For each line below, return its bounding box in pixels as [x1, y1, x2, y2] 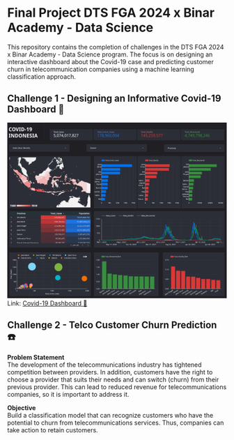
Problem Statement [7, 353, 65, 361]
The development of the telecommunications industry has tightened [7, 361, 202, 369]
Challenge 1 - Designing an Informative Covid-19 [7, 93, 221, 105]
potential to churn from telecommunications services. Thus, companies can [7, 418, 224, 427]
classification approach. [7, 72, 77, 81]
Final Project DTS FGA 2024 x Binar [7, 5, 214, 21]
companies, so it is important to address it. [7, 390, 130, 398]
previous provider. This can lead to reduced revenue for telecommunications [7, 382, 227, 391]
